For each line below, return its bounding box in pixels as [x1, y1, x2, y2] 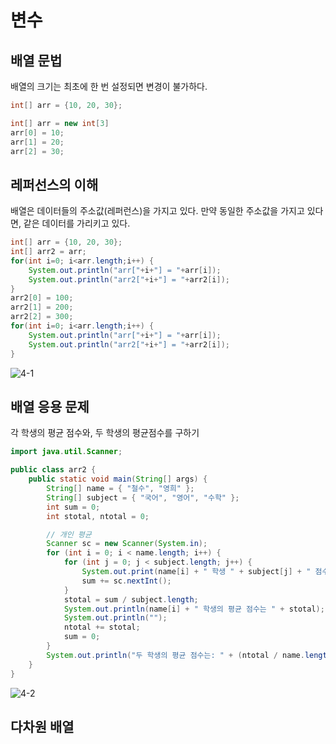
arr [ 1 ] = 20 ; [10, 137, 65, 147]
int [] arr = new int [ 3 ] [10, 118, 110, 128]
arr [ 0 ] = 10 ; [10, 127, 65, 138]
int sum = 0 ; [46, 502, 101, 512]
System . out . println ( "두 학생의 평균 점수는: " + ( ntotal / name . [46, 650, 305, 660]
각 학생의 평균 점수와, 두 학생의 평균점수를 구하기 [10, 427, 200, 439]
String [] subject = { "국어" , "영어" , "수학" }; [46, 492, 240, 503]
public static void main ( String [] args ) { [28, 474, 208, 485]
